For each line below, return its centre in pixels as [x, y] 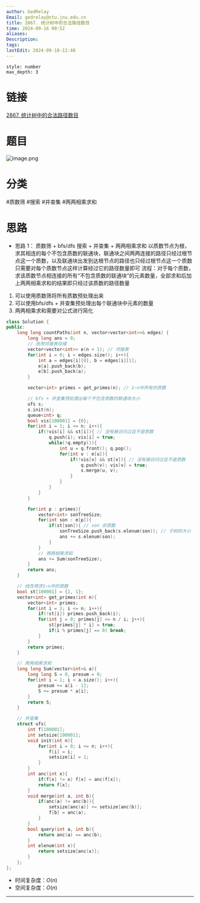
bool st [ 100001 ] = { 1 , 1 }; [50, 591]
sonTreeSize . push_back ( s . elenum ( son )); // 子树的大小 [125, 531]
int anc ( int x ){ [48, 774]
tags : [13, 45]
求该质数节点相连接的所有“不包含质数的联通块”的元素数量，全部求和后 [101, 275]
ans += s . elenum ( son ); [87, 537]
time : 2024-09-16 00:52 [36, 28]
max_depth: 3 [22, 72]
